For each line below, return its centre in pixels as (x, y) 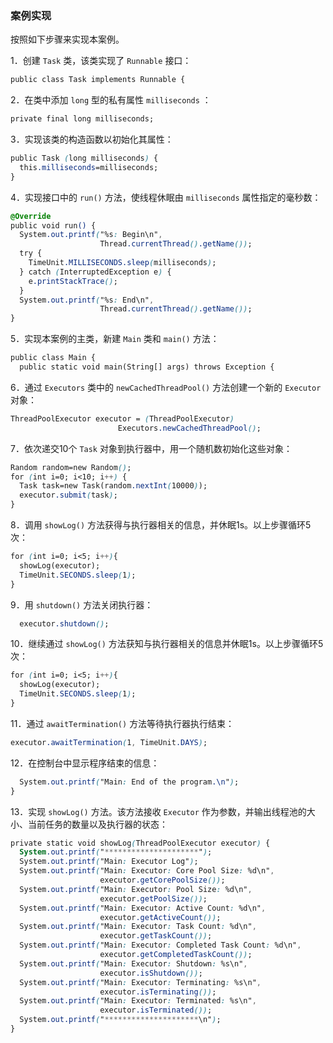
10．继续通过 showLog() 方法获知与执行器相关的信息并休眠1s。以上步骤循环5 (167, 644)
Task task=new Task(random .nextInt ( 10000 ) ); (113, 486)
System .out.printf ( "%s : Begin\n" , (91, 235)
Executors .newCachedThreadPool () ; (189, 428)
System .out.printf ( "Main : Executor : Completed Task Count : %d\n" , (160, 945)
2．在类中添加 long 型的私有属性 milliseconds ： (111, 100)
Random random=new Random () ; (71, 467)
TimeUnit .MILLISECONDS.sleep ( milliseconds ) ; (122, 263)
